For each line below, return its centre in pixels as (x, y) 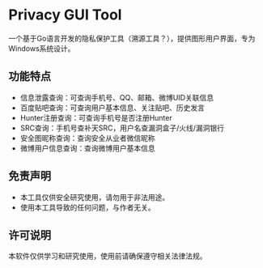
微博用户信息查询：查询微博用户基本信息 (87, 148)
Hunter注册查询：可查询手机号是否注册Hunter (96, 117)
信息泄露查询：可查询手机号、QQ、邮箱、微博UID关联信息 (117, 97)
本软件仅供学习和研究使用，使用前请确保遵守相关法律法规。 (108, 256)
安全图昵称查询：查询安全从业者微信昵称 (87, 138)
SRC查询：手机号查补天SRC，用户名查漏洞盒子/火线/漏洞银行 (122, 128)
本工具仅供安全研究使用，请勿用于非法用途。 (95, 197)
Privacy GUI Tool (65, 15)
